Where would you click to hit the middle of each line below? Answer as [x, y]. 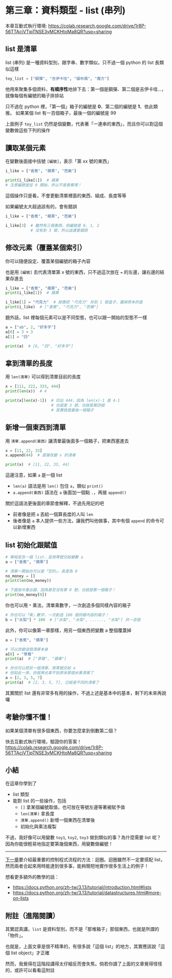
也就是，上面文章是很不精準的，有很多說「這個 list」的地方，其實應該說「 [83, 947]
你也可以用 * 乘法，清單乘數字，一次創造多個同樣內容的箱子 [68, 606]
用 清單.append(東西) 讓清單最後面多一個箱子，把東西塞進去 [67, 441]
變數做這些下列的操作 [28, 130]
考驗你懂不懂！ [29, 717]
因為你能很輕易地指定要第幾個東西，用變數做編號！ [59, 844]
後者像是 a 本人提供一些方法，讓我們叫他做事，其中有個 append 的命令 [86, 521]
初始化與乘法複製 [38, 827]
